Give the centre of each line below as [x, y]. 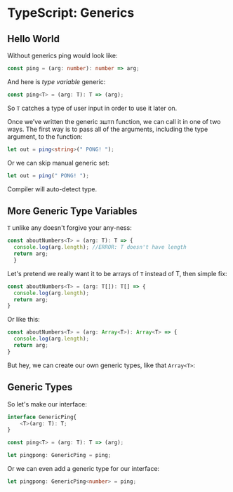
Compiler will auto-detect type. [52, 189]
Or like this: [24, 320]
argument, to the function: [45, 136]
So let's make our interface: [47, 404]
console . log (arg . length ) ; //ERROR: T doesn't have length [100, 247]
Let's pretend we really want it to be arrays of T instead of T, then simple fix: [117, 273]
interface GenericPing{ [42, 417]
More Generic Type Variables [72, 211]
